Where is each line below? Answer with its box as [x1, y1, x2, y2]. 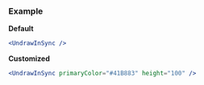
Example [8, 6, 44, 17]
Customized [8, 54, 50, 63]
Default [8, 24, 34, 34]
